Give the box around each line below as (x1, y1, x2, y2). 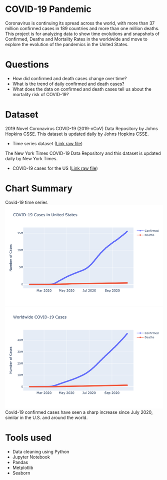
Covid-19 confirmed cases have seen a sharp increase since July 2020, (5, 409, 153, 415)
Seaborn (12, 469, 30, 476)
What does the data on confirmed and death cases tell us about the (12, 86, 151, 92)
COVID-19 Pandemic (5, 4, 91, 15)
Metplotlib (12, 464, 33, 470)
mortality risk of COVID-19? (12, 91, 69, 97)
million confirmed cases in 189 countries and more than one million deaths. (5, 25, 159, 31)
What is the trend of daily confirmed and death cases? (12, 81, 125, 87)
